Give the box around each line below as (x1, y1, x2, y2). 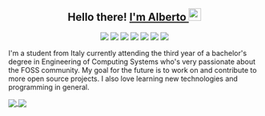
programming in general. (8, 82, 90, 92)
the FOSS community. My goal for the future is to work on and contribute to (8, 65, 258, 74)
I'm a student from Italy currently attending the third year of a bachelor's (8, 48, 247, 58)
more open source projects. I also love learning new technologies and (8, 74, 239, 83)
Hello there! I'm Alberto (67, 10, 187, 24)
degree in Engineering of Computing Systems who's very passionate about (8, 57, 256, 66)
